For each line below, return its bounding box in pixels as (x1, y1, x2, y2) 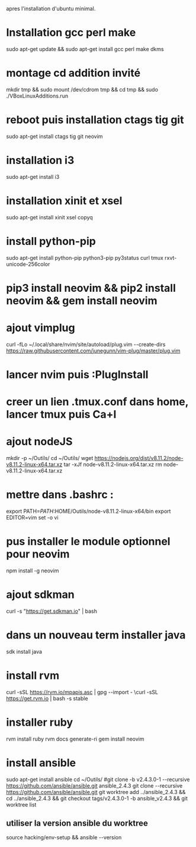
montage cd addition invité (6, 67, 141, 80)
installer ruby (6, 716, 73, 729)
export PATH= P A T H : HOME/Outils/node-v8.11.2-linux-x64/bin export (6, 508, 171, 515)
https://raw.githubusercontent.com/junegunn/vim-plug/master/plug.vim (6, 347, 181, 354)
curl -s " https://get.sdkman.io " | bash (6, 607, 98, 615)
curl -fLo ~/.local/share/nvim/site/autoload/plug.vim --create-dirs (6, 341, 166, 348)
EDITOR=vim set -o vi (6, 514, 59, 521)
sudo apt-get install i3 (6, 173, 60, 180)
